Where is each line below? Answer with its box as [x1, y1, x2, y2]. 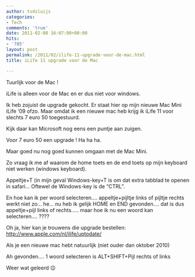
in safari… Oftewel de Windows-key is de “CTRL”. [6, 182, 125, 190]
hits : [6, 36, 19, 41]
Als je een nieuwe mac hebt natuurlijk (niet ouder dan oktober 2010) [6, 241, 170, 248]
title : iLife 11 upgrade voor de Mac [6, 57, 98, 63]
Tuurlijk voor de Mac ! [6, 78, 59, 85]
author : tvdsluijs [6, 8, 51, 15]
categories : [6, 14, 35, 20]
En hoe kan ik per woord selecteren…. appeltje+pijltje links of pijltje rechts [6, 194, 184, 201]
